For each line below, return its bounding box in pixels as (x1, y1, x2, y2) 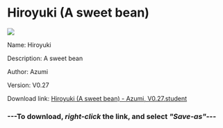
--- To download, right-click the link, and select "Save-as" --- (7, 111, 217, 121)
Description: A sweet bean (7, 54, 83, 62)
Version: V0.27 (7, 81, 50, 89)
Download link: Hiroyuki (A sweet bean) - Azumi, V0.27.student (7, 94, 188, 102)
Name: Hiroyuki (7, 40, 51, 49)
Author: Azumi (7, 67, 49, 75)
